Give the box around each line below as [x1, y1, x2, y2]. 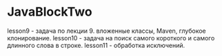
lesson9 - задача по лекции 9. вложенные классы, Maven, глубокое [7, 27, 206, 35]
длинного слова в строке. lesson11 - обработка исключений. [7, 41, 185, 49]
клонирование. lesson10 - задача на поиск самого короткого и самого [7, 33, 215, 42]
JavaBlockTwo [7, 4, 92, 20]
